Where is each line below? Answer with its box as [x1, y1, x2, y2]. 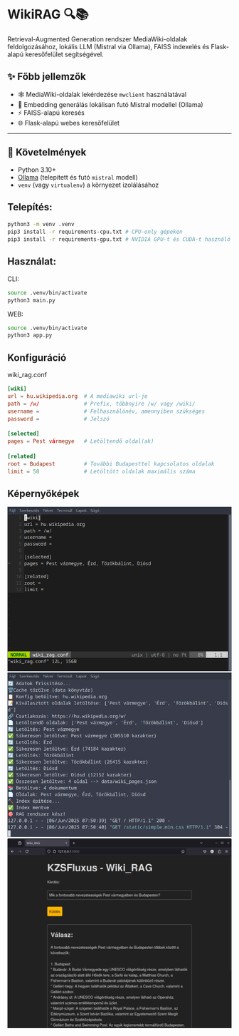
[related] [7, 453, 37, 460]
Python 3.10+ [17, 165, 57, 174]
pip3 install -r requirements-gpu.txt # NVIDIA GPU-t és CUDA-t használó [7, 236, 231, 243]
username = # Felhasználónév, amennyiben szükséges [7, 408, 205, 415]
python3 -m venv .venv [7, 221, 75, 228]
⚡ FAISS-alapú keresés [17, 108, 85, 117]
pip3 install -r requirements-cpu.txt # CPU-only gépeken [7, 228, 183, 236]
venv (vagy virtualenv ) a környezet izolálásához [17, 180, 159, 189]
